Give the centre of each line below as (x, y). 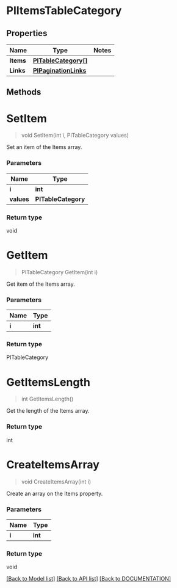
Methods (24, 92)
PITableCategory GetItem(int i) (60, 272)
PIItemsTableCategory (64, 11)
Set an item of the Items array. (44, 147)
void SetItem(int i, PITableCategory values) (75, 136)
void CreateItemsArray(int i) (56, 481)
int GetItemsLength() (47, 399)
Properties (27, 33)
